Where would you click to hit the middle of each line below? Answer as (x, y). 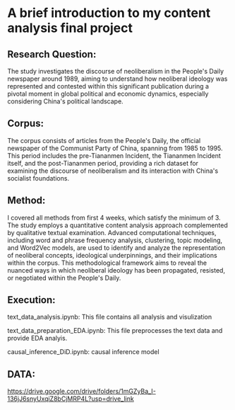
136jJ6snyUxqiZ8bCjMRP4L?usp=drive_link (71, 399)
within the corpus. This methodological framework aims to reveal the (107, 263)
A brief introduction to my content (109, 13)
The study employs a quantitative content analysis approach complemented (117, 225)
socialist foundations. (38, 178)
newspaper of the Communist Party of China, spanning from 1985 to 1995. (115, 148)
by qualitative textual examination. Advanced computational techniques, (112, 232)
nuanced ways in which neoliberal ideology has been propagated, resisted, (116, 270)
